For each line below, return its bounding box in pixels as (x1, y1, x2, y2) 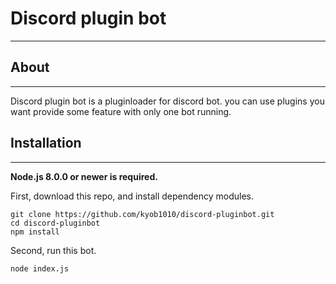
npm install (10, 227, 60, 237)
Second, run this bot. (10, 244, 97, 256)
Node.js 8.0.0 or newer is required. (10, 170, 158, 182)
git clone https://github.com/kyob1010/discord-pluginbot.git (10, 209, 275, 219)
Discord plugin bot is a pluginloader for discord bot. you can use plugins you (10, 95, 325, 107)
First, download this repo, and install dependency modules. (10, 190, 254, 202)
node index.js (10, 263, 70, 274)
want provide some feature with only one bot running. (10, 105, 232, 117)
